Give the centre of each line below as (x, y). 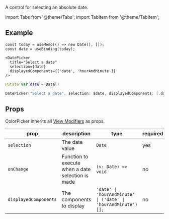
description (76, 134)
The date (72, 142)
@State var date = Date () (32, 84)
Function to (75, 157)
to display (73, 206)
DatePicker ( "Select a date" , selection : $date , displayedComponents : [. (83, 93)
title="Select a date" (33, 62)
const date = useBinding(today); (40, 49)
